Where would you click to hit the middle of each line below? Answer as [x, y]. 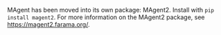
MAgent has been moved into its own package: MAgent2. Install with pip [111, 10]
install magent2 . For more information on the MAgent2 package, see [106, 17]
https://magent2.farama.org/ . [48, 24]
